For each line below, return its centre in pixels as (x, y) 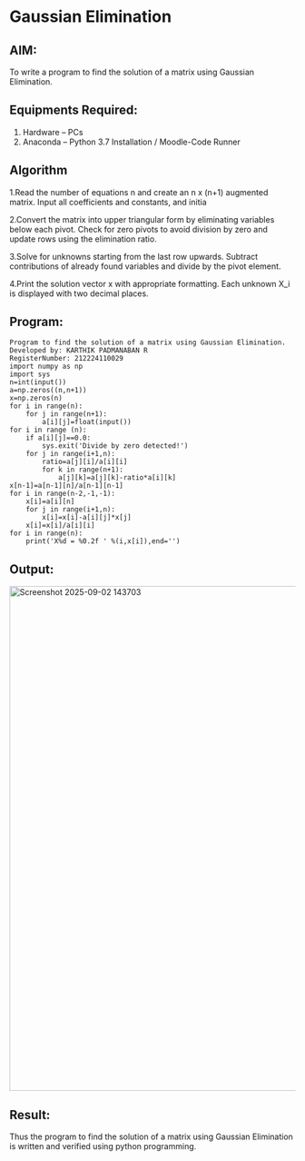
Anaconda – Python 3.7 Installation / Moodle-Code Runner (131, 142)
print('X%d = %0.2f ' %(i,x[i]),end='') (103, 541)
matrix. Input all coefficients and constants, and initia (108, 202)
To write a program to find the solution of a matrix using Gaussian (132, 72)
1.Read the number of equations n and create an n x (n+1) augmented (139, 192)
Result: (30, 1115)
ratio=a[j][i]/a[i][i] (85, 462)
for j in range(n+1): (66, 414)
